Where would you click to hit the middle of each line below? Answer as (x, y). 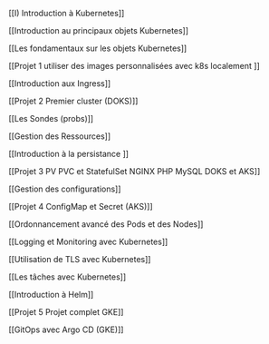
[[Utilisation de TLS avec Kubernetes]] (80, 259)
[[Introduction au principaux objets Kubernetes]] (99, 30)
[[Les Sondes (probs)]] (51, 118)
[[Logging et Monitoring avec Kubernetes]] (88, 241)
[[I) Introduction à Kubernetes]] (67, 13)
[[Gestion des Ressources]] (60, 136)
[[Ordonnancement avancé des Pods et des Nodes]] (106, 224)
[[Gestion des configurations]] (65, 189)
